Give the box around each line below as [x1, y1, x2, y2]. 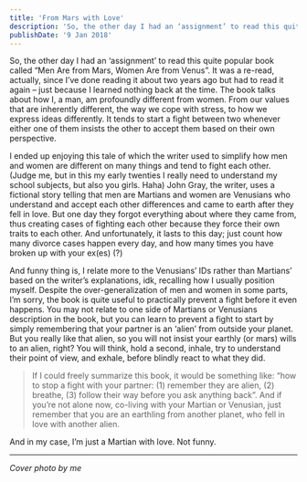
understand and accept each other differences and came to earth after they [9, 199, 294, 210]
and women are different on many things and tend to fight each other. [9, 161, 271, 172]
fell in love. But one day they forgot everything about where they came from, [9, 209, 297, 220]
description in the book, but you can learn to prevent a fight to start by [9, 314, 274, 325]
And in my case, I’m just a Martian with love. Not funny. [9, 436, 217, 447]
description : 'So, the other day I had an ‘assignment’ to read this [9, 22, 281, 31]
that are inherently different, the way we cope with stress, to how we [9, 104, 268, 115]
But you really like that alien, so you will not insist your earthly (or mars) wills [9, 333, 297, 344]
